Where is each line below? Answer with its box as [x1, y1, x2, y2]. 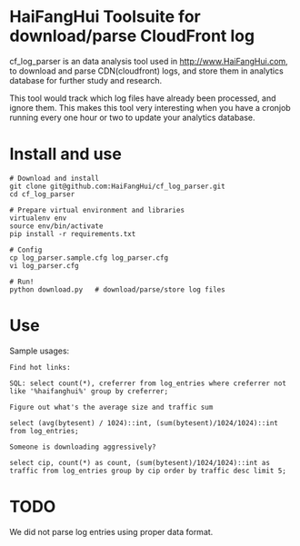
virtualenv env [9, 213, 67, 223]
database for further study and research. [9, 74, 162, 85]
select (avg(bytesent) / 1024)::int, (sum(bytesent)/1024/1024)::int [9, 418, 279, 428]
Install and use [9, 144, 123, 164]
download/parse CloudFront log [9, 25, 255, 46]
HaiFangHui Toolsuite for [9, 6, 202, 27]
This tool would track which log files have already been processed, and [9, 93, 276, 104]
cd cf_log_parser [9, 189, 75, 199]
